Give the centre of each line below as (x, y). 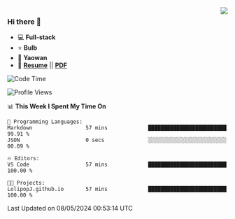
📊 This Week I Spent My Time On (57, 106)
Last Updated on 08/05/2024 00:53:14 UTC (70, 209)
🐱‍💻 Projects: (26, 183)
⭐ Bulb (27, 48)
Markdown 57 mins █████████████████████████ (117, 128)
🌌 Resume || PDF (42, 65)
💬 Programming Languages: (45, 122)
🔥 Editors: (23, 159)
